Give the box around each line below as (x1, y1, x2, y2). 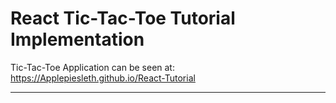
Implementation (10, 28, 145, 51)
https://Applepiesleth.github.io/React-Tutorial (10, 72, 196, 84)
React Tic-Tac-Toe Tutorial (10, 7, 236, 30)
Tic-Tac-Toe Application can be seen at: (10, 61, 175, 73)
